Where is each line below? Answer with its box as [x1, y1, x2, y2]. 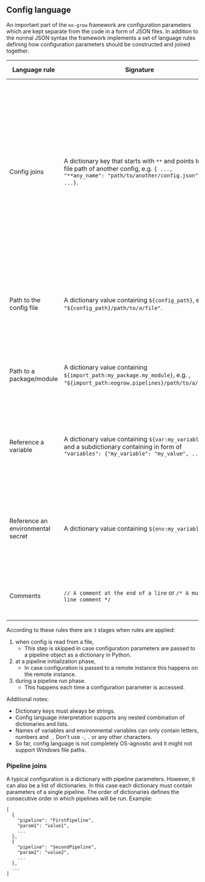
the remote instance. [24, 671, 76, 678]
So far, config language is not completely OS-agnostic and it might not [15, 740, 192, 747]
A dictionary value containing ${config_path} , [63, 296, 195, 304]
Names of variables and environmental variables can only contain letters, [15, 727, 199, 734]
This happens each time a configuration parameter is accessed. [24, 683, 185, 691]
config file [9, 303, 38, 312]
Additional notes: [6, 695, 49, 702]
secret [9, 532, 28, 540]
